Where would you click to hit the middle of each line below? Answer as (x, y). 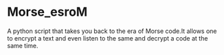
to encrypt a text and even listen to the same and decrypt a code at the (108, 38)
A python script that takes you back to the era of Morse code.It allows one (112, 31)
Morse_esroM (47, 12)
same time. (23, 45)
